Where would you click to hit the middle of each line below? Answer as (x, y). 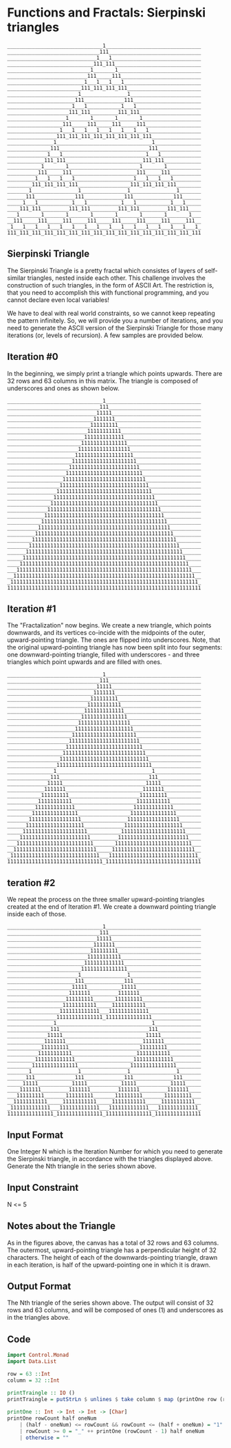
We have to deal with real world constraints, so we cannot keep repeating (111, 313)
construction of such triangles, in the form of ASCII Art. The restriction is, (111, 285)
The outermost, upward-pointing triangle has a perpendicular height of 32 (112, 1250)
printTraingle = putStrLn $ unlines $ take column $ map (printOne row (112, 1399)
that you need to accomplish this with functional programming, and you (108, 292)
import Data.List (32, 1362)
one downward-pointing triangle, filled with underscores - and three (103, 655)
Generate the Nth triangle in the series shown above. (82, 1166)
